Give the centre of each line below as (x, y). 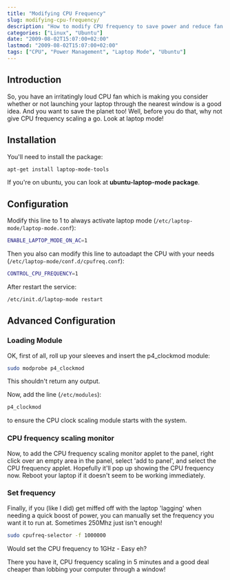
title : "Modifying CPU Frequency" (57, 13)
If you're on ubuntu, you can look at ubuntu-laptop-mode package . (104, 183)
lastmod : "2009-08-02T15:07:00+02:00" (63, 45)
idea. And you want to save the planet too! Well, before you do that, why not (115, 111)
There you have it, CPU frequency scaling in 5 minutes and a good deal (108, 561)
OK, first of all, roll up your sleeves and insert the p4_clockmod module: (108, 355)
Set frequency (32, 493)
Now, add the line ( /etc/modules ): (54, 395)
